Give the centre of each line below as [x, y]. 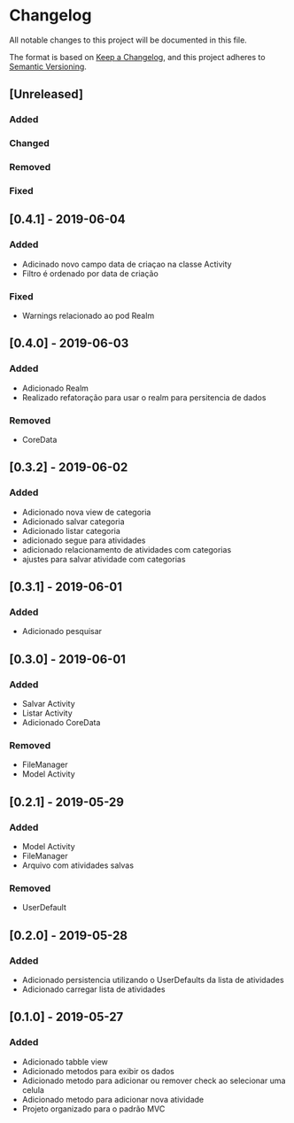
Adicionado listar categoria [71, 531]
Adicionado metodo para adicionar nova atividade [113, 1099]
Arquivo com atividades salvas [78, 865]
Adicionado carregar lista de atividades [93, 989]
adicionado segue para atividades [84, 540]
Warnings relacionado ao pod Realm [88, 316]
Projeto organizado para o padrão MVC [93, 1109]
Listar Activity [47, 713]
